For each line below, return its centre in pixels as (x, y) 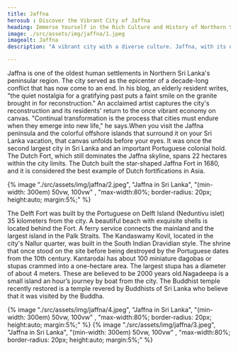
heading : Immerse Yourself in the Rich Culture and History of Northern (117, 27)
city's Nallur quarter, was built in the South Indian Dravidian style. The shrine (119, 243)
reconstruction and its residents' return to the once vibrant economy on (112, 111)
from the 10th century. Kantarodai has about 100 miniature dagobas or (110, 258)
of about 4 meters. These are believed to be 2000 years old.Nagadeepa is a (118, 274)
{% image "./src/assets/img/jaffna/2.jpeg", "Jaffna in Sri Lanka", (100, 184)
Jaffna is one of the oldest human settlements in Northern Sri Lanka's (109, 73)
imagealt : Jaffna (33, 40)
